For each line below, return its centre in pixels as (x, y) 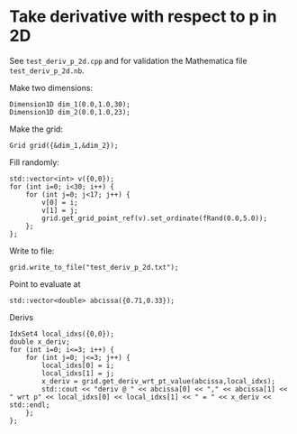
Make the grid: (36, 129)
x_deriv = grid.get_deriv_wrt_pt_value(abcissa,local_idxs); (159, 381)
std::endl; (30, 405)
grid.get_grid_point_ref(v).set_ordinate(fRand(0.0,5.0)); (155, 218)
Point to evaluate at (45, 284)
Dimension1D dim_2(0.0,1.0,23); (70, 112)
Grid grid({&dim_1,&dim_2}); (64, 145)
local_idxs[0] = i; (78, 365)
